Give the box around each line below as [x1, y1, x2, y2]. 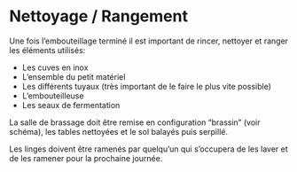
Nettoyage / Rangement [9, 6, 189, 27]
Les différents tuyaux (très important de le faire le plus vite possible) [21, 81, 272, 91]
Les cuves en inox [21, 62, 89, 73]
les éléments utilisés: [9, 44, 86, 55]
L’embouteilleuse [21, 90, 84, 101]
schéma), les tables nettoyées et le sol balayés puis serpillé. [9, 126, 229, 137]
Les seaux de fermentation [21, 99, 121, 110]
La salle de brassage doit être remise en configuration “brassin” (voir [9, 117, 261, 128]
